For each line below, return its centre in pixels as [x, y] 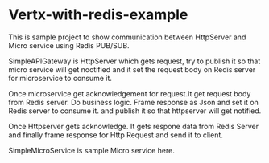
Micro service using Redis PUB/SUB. [69, 45]
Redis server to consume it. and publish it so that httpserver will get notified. [135, 111]
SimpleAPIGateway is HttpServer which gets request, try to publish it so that [134, 61]
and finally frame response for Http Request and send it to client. [116, 135]
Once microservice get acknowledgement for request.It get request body [130, 93]
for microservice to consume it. [60, 78]
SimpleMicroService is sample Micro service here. [91, 150]
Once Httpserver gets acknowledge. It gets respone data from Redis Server [134, 126]
